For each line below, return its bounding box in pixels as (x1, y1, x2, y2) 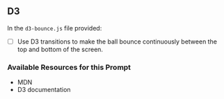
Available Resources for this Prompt (7, 62, 131, 72)
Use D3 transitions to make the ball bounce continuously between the (17, 37, 218, 46)
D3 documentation (17, 86, 71, 94)
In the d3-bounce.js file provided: (7, 24, 102, 32)
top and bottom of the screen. (17, 45, 103, 53)
